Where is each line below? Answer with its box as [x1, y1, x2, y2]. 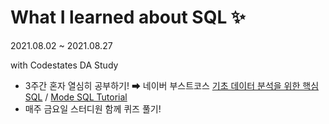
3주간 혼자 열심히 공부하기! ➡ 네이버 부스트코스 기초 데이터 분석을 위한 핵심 [24, 79, 320, 91]
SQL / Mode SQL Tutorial [24, 91, 128, 103]
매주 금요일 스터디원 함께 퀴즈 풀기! [24, 102, 162, 115]
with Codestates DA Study [10, 59, 119, 71]
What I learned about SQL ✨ [10, 6, 246, 29]
